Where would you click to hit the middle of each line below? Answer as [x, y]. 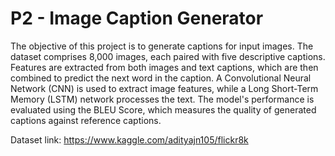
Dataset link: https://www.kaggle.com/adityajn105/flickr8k [129, 139]
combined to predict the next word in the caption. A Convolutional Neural [161, 78]
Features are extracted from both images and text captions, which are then [164, 67]
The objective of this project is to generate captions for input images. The [162, 46]
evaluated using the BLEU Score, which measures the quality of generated [163, 109]
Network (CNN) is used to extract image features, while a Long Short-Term [164, 88]
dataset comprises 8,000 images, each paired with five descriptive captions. [168, 56]
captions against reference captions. [86, 120]
